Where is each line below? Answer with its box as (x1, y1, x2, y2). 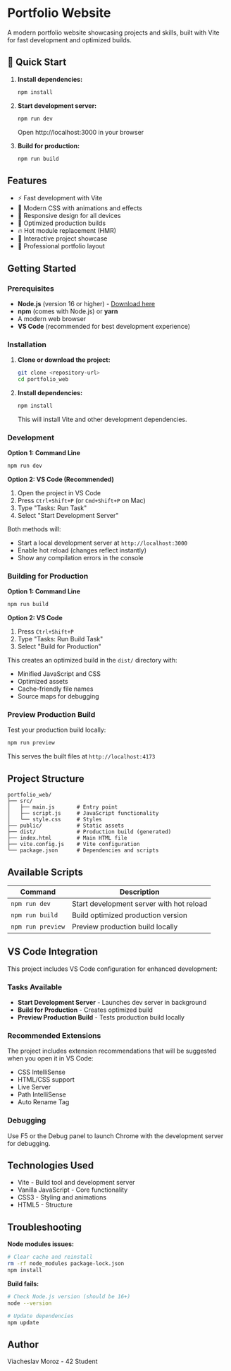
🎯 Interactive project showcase (17, 234, 108, 243)
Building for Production (7, 571, 89, 581)
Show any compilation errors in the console (17, 553, 144, 562)
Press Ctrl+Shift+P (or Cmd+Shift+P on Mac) (17, 496, 146, 505)
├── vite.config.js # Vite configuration (7, 841, 140, 848)
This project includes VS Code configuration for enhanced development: (7, 965, 218, 973)
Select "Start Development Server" (17, 511, 119, 519)
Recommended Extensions (7, 1030, 101, 1040)
